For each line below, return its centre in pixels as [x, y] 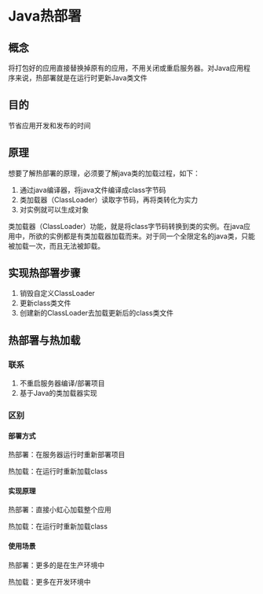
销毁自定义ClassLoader [57, 293]
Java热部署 [45, 16]
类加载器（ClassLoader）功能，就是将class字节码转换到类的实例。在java [126, 226]
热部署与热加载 [44, 340]
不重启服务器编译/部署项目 [62, 383]
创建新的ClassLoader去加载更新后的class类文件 [97, 313]
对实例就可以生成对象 [54, 209]
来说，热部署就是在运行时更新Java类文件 [81, 78]
